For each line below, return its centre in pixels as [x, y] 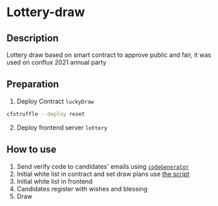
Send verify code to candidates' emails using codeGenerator [103, 166]
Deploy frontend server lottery [62, 128]
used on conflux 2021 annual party [57, 62]
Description [32, 38]
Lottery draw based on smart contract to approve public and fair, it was [109, 55]
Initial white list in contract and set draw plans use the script [103, 174]
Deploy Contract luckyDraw [55, 101]
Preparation [33, 84]
